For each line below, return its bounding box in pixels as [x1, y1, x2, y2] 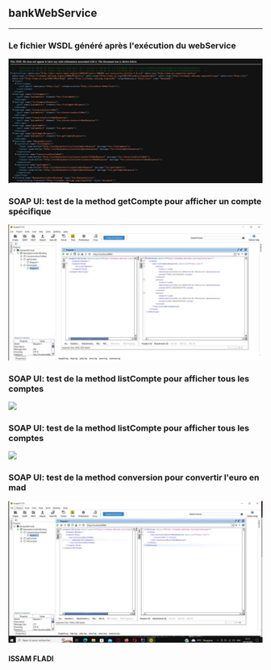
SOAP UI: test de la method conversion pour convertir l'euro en [8, 472, 260, 483]
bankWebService [8, 6, 98, 20]
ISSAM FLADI [8, 653, 54, 664]
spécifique [8, 206, 52, 217]
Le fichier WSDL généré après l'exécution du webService [8, 40, 236, 51]
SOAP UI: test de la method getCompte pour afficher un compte [8, 195, 262, 206]
